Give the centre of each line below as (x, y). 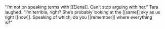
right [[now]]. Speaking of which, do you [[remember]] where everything (79, 17)
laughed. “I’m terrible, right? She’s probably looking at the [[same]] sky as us (82, 12)
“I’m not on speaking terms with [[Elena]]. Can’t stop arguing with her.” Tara (82, 7)
